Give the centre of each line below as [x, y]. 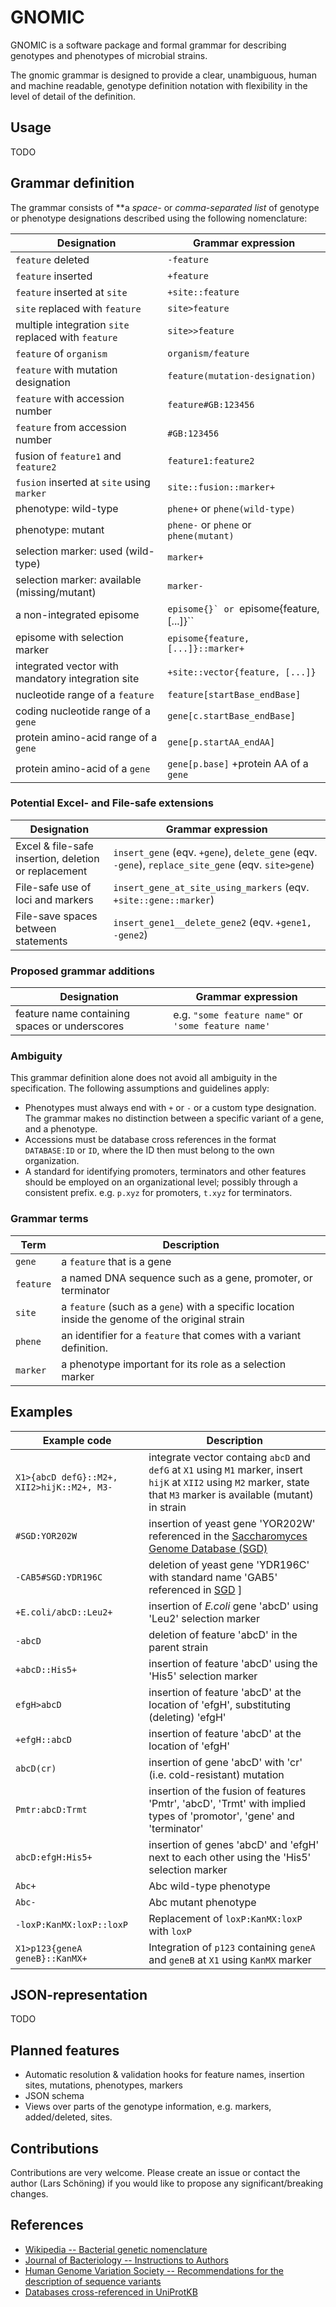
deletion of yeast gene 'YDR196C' [229, 1564]
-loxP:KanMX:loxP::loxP [72, 1924]
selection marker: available [78, 579]
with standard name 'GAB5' [213, 1577]
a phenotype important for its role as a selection [174, 1364]
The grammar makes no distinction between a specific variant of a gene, [174, 1118]
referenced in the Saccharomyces [228, 1536]
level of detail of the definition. [73, 96]
